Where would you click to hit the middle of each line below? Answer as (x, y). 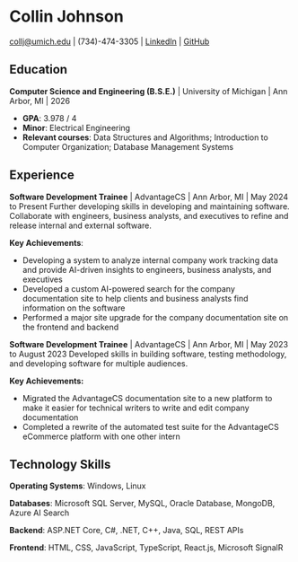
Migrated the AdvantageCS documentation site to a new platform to (147, 398)
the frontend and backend (70, 327)
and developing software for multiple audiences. (99, 363)
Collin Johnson (66, 17)
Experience (42, 176)
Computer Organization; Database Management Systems (128, 146)
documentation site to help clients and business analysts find (135, 298)
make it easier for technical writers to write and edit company (136, 408)
